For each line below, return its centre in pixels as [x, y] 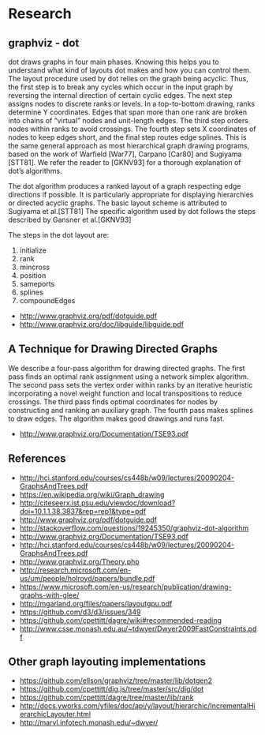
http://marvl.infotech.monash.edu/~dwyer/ [89, 722]
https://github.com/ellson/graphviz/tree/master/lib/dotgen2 [116, 681]
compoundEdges [47, 300]
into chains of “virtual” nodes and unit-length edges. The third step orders [128, 120]
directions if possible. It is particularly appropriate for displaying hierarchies [131, 195]
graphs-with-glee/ [49, 595]
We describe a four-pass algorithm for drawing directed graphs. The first [127, 368]
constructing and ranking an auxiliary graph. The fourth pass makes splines [131, 410]
